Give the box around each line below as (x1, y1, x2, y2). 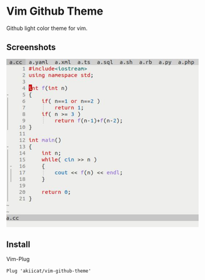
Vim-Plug (6, 256, 30, 263)
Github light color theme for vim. (6, 24, 88, 32)
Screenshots (6, 42, 56, 53)
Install (6, 239, 31, 249)
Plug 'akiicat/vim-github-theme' (6, 268, 92, 274)
